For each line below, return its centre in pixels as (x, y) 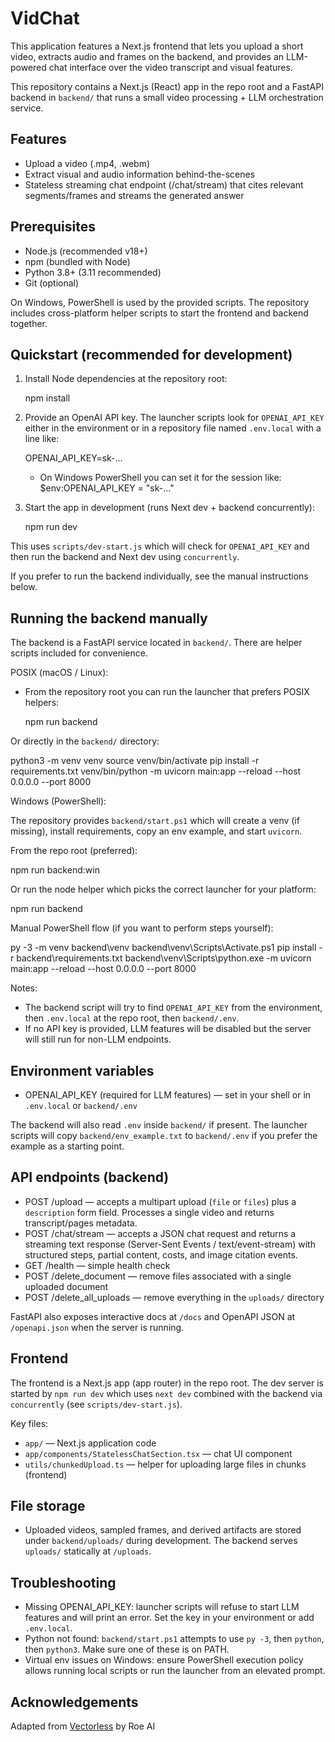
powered (28, 67)
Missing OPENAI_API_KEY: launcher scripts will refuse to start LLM (162, 1607)
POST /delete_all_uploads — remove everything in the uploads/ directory (174, 1297)
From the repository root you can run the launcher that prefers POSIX (167, 692)
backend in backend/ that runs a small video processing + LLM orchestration (167, 97)
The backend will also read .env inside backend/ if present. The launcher (159, 1125)
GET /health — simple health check (97, 1265)
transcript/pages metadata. (81, 1223)
